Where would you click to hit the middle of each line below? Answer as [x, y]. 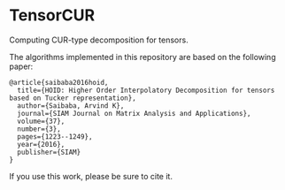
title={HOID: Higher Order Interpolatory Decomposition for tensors [146, 90]
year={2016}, [41, 144]
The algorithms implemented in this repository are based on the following [142, 57]
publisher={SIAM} [49, 152]
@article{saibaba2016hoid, [59, 82]
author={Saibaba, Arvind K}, [71, 106]
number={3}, [39, 129]
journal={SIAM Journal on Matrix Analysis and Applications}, [134, 113]
